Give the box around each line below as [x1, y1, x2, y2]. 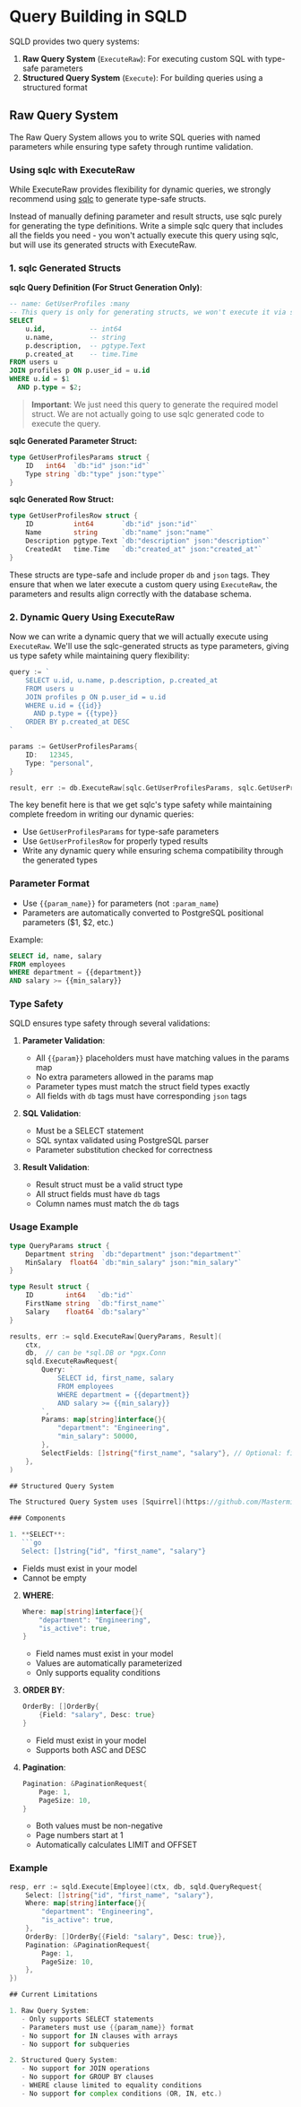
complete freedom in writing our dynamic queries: [9, 809, 194, 819]
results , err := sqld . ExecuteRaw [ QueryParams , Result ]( [9, 1331, 222, 1341]
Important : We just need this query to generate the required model [30, 399, 279, 410]
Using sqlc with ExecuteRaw [9, 163, 136, 176]
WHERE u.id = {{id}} [25, 701, 102, 710]
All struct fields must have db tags [35, 1189, 160, 1200]
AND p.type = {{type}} [32, 709, 118, 718]
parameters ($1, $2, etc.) [21, 916, 115, 927]
